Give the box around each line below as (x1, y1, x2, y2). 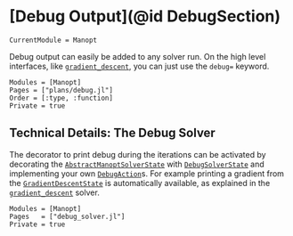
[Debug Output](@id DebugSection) (9, 6, 281, 27)
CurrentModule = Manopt (9, 36, 98, 45)
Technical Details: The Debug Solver (9, 126, 216, 141)
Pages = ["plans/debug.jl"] (9, 85, 114, 94)
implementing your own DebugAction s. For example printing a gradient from (9, 167, 285, 179)
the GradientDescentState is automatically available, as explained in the (9, 177, 271, 188)
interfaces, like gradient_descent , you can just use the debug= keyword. (9, 61, 270, 71)
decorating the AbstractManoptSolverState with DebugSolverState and (9, 159, 265, 169)
